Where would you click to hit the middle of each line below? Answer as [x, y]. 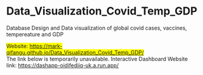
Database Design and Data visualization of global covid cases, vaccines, [97, 28]
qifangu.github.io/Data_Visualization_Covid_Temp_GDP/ [75, 52]
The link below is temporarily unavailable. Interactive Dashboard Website [97, 59]
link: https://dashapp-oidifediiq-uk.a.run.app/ [63, 65]
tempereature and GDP [35, 34]
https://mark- [46, 46]
